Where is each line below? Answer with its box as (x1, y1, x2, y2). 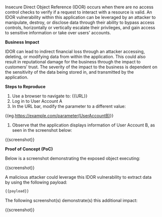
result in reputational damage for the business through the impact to (5, 59, 141, 64)
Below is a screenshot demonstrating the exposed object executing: (5, 155, 140, 161)
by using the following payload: (5, 179, 68, 185)
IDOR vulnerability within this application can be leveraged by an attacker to (5, 15, 156, 20)
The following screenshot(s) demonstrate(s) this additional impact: (5, 197, 138, 203)
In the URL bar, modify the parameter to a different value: (12, 104, 126, 109)
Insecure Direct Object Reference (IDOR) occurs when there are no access (5, 4, 154, 10)
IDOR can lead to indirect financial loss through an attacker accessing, (5, 48, 145, 54)
